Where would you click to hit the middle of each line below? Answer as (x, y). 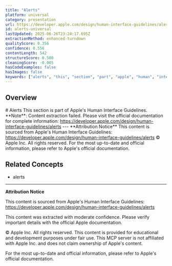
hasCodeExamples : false (31, 67)
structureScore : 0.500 (29, 58)
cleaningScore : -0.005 (29, 63)
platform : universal (27, 15)
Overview (21, 98)
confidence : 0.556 (25, 48)
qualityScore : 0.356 (27, 44)
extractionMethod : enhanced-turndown (46, 39)
